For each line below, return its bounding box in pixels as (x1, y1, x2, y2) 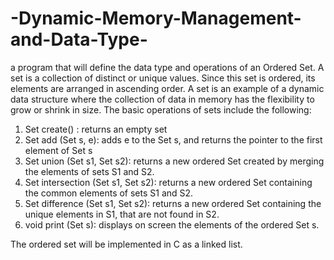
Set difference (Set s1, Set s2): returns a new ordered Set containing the (24, 197, 322, 209)
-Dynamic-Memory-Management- (10, 7, 302, 30)
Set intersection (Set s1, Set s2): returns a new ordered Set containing (24, 176, 313, 188)
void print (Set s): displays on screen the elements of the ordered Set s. (24, 218, 320, 231)
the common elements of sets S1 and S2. (24, 187, 194, 199)
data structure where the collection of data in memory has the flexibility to (10, 93, 315, 105)
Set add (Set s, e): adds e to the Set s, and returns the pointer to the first (24, 133, 323, 146)
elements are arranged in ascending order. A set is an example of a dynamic (10, 82, 325, 94)
